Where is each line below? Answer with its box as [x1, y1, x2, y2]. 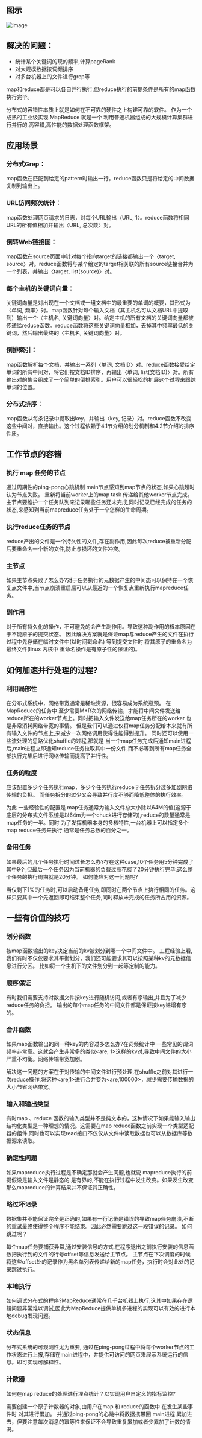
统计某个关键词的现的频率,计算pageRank [14, 57, 115, 65]
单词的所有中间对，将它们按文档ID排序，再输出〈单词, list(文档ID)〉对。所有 [6, 368, 194, 375]
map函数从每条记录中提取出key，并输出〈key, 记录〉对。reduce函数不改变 [6, 414, 192, 422]
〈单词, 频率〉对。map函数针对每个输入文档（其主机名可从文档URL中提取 [6, 306, 189, 314]
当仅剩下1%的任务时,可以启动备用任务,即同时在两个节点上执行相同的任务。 [6, 885, 191, 893]
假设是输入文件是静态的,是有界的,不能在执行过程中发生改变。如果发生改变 [11, 1176, 194, 1183]
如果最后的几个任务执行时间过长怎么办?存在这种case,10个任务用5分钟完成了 [6, 858, 194, 865]
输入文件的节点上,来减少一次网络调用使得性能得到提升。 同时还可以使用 [11, 730, 188, 737]
